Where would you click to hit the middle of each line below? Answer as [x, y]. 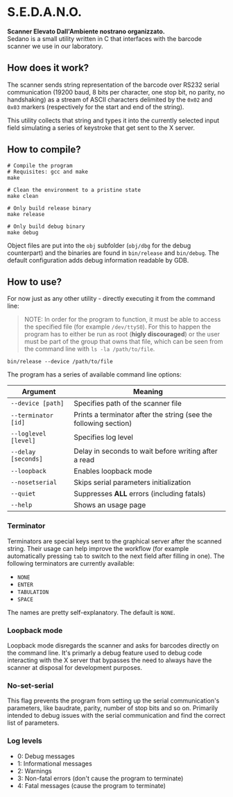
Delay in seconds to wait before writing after [146, 451]
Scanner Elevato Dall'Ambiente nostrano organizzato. [86, 31]
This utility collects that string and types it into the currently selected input [113, 120]
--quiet [23, 494]
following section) [103, 423]
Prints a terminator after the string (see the [143, 415]
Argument [39, 392]
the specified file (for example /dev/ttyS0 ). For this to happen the [118, 327]
